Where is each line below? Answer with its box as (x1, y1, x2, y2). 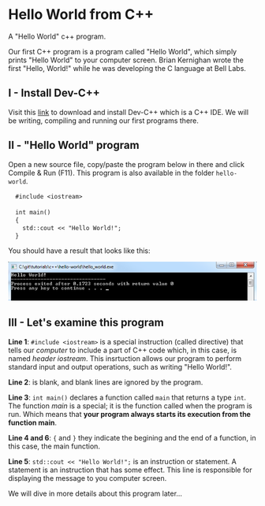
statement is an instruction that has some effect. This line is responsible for (8, 465, 252, 474)
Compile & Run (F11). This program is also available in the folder (8, 168, 215, 177)
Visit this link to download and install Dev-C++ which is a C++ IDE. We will (8, 107, 249, 117)
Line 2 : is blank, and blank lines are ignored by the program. (8, 377, 203, 387)
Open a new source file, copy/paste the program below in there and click (8, 159, 245, 169)
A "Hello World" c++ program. (8, 32, 106, 41)
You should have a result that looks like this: (8, 246, 151, 255)
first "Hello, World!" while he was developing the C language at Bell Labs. (8, 63, 247, 73)
